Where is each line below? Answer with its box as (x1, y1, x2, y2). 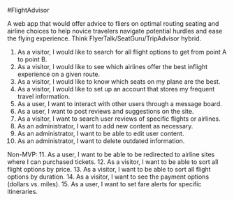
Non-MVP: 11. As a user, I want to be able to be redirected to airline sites (7, 150, 215, 158)
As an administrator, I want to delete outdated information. (17, 137, 185, 145)
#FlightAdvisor (7, 6, 50, 14)
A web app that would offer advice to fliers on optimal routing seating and (7, 20, 219, 27)
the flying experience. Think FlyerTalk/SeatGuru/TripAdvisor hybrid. (7, 34, 202, 43)
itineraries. (7, 188, 38, 195)
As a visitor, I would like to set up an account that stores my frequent (17, 85, 215, 93)
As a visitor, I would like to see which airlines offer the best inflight (17, 63, 208, 70)
